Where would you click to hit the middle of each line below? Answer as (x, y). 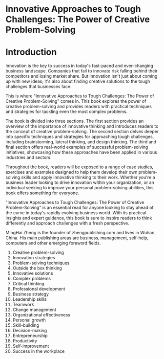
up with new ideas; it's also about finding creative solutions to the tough (78, 81)
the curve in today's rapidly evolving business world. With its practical (76, 213)
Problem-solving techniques (41, 263)
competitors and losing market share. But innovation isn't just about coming (82, 76)
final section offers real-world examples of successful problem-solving (77, 147)
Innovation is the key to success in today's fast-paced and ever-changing (79, 66)
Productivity (25, 341)
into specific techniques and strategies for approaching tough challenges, (80, 137)
